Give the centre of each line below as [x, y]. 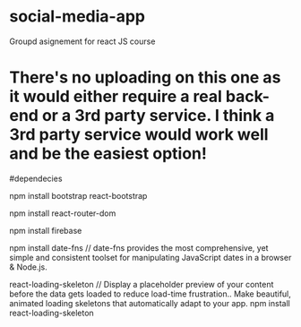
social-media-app [77, 17]
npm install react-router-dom [63, 213]
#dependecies [36, 178]
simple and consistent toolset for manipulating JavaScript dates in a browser [150, 257]
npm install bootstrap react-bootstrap [78, 195]
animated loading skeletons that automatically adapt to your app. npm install [150, 303]
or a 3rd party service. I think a [158, 116]
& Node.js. [28, 267]
